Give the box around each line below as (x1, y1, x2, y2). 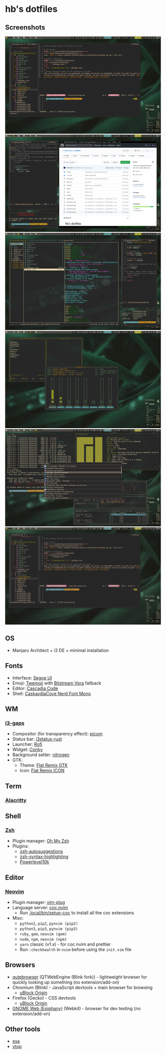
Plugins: (12, 843, 29, 849)
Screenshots (5, 23, 45, 32)
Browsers (5, 961, 36, 969)
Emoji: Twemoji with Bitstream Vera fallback (12, 680, 101, 686)
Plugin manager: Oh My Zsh (12, 838, 69, 844)
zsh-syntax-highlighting (19, 853, 69, 860)
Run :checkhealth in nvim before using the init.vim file (19, 947, 132, 952)
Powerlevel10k (19, 859, 49, 865)
